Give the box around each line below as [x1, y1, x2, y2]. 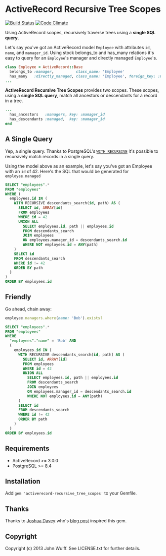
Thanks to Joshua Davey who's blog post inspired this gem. [5, 518, 127, 524]
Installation [5, 477, 41, 486]
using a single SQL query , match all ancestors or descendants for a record [5, 93, 158, 99]
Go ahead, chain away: [5, 306, 52, 312]
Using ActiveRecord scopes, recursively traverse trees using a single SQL [5, 29, 156, 35]
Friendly [5, 293, 31, 301]
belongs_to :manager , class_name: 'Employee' [9, 69, 125, 74]
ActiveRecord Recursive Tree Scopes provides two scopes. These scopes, [5, 87, 159, 93]
